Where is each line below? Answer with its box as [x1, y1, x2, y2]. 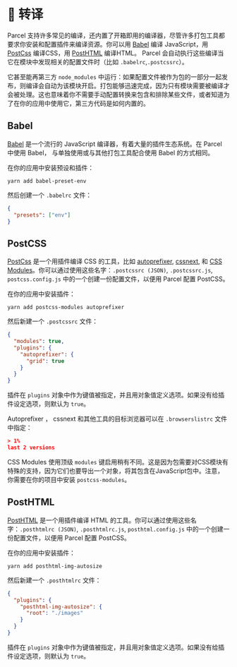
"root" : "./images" [25, 610, 83, 617]
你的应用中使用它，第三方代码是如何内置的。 [19, 99, 150, 107]
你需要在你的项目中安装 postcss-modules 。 [7, 475, 131, 483]
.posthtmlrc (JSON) [20, 526, 77, 533]
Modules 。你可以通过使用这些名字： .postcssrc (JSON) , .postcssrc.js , [7, 266, 213, 275]
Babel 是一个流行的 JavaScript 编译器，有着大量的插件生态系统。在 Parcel [7, 139, 222, 148]
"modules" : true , [13, 338, 65, 345]
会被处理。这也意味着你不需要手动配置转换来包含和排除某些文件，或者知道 [7, 90, 224, 99]
